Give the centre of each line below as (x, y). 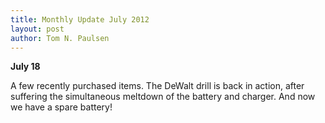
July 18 (25, 67)
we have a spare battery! (61, 107)
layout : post (37, 29)
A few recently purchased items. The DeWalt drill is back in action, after (157, 86)
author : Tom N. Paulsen (60, 38)
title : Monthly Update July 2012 (80, 19)
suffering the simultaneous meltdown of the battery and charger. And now (163, 97)
